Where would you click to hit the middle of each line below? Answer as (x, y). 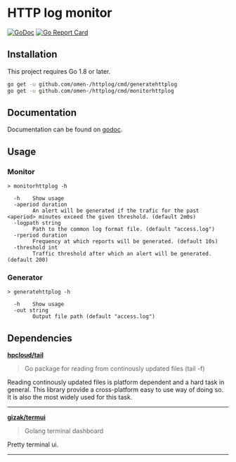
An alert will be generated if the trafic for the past (116, 211)
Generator (25, 277)
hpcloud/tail (26, 355)
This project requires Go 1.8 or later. (59, 71)
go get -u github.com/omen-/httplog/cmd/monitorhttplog (91, 91)
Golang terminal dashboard (64, 431)
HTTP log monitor (60, 13)
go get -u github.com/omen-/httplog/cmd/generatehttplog (92, 84)
